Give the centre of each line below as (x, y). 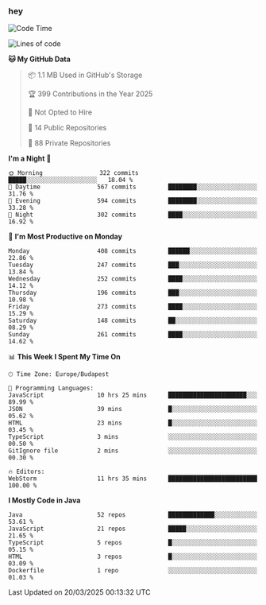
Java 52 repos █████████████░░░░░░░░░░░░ (133, 515)
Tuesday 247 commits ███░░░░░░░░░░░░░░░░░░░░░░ (133, 265)
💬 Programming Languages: (51, 388)
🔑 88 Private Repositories (69, 143)
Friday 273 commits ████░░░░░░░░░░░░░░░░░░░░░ (133, 307)
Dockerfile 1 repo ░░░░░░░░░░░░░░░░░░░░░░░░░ (133, 571)
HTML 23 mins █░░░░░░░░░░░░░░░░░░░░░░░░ (133, 423)
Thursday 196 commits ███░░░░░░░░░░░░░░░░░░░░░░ (133, 293)
